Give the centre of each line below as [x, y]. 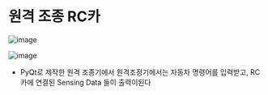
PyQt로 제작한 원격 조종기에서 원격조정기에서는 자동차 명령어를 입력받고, [134, 72]
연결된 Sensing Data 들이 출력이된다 [93, 82]
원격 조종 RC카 [55, 17]
